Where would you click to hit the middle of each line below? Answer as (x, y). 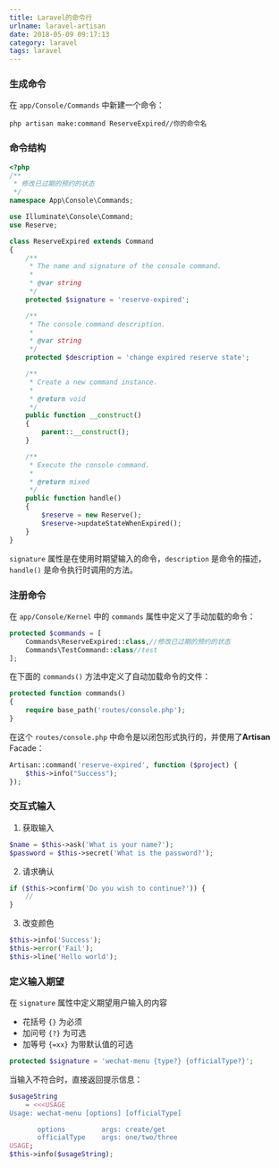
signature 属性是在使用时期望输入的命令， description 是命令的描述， (138, 558)
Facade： (27, 748)
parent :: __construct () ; (85, 432)
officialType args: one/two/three (107, 1137)
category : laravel (43, 43)
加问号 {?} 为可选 (54, 1033)
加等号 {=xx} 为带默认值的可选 (78, 1044)
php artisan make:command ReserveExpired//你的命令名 (108, 124)
